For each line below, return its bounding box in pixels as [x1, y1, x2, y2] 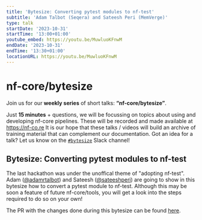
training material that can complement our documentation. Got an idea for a [6, 130, 194, 137]
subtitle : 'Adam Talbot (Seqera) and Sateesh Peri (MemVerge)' [6, 14, 168, 20]
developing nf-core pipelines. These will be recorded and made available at [6, 117, 194, 124]
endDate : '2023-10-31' [6, 43, 63, 49]
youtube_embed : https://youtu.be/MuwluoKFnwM [6, 37, 122, 43]
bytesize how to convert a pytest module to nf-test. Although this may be [6, 183, 188, 190]
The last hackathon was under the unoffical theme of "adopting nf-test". [6, 170, 185, 177]
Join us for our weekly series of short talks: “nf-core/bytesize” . [6, 99, 167, 106]
